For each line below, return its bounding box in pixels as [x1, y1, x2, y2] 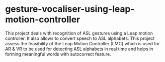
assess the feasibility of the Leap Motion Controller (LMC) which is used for [5, 40, 160, 46]
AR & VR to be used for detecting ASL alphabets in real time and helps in [5, 46, 153, 52]
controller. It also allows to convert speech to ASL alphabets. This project [5, 35, 155, 41]
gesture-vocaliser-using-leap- [5, 3, 135, 15]
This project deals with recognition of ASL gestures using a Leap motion [5, 30, 153, 36]
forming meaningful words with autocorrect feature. [5, 51, 111, 57]
